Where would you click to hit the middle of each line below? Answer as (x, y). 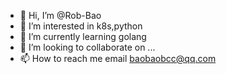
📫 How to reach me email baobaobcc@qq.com (118, 58)
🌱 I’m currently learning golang (83, 36)
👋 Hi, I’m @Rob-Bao (60, 15)
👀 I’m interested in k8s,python (81, 26)
